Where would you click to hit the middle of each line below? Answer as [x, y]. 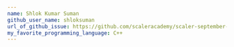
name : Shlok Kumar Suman [43, 13]
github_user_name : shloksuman [51, 20]
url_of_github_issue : [39, 26]
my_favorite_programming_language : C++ [65, 33]
